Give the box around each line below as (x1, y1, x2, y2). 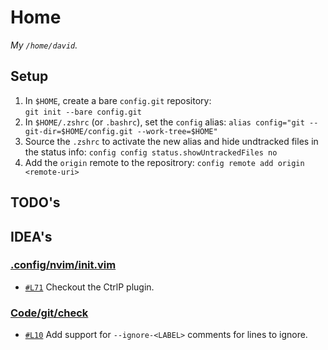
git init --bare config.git (24, 107, 142, 117)
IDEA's (10, 228, 53, 245)
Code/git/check (10, 306, 89, 320)
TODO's (10, 194, 61, 211)
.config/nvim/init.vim (10, 258, 117, 272)
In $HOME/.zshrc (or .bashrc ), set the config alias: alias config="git (24, 116, 305, 128)
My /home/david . (10, 39, 78, 51)
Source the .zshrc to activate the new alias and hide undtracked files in (24, 135, 319, 147)
